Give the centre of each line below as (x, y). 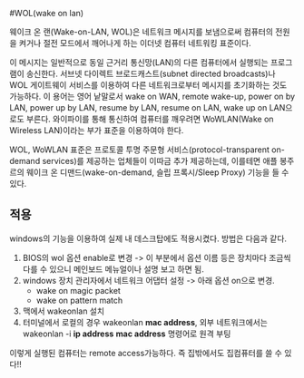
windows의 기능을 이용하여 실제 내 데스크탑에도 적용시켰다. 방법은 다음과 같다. (148, 238)
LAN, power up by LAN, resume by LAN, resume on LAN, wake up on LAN (147, 107)
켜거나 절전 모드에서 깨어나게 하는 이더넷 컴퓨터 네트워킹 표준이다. (135, 43)
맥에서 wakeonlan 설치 (64, 311)
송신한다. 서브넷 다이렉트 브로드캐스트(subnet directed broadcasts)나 (151, 73)
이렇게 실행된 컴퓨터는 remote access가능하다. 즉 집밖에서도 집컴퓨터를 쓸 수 (146, 353)
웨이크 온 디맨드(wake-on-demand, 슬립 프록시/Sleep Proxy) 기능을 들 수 (157, 172)
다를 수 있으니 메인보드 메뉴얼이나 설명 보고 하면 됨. (113, 269)
